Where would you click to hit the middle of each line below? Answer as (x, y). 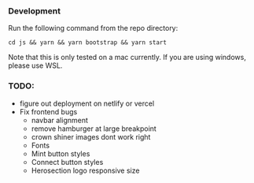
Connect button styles (67, 162)
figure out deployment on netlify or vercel (87, 103)
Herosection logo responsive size (85, 170)
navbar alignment (60, 120)
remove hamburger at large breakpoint (94, 129)
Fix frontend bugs (48, 111)
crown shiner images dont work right (91, 136)
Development (35, 11)
